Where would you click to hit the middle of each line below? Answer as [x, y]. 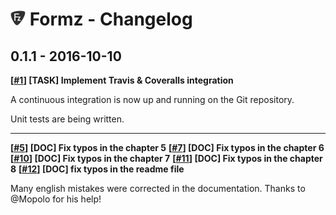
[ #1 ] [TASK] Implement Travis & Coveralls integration [122, 80]
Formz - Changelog [111, 19]
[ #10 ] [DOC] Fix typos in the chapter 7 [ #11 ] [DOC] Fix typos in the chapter [166, 158]
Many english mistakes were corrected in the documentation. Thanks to [158, 188]
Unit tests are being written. [67, 119]
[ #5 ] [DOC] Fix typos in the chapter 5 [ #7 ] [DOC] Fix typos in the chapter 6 [167, 147]
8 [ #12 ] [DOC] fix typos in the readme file [97, 169]
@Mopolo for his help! [56, 199]
